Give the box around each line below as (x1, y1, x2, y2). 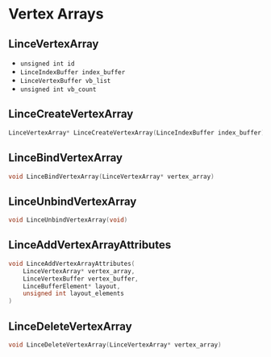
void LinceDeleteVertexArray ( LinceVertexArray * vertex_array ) (8, 340, 222, 349)
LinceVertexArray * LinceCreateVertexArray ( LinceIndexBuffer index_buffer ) (8, 128, 265, 137)
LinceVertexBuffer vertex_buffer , (23, 275, 139, 283)
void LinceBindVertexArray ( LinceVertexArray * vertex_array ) (8, 172, 215, 181)
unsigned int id (19, 60, 75, 68)
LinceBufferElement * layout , (23, 282, 121, 290)
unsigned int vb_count (19, 85, 97, 93)
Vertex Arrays (8, 5, 104, 23)
